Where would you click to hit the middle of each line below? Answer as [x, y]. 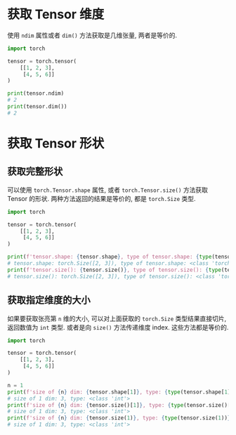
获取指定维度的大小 [49, 300]
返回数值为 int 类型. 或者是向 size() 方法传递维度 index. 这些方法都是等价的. [118, 327]
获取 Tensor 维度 [56, 14]
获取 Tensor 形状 [56, 143]
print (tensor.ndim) [36, 93]
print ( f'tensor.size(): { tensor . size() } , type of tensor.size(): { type [114, 270]
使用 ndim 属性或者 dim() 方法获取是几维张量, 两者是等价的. [92, 35]
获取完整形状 [35, 172]
